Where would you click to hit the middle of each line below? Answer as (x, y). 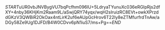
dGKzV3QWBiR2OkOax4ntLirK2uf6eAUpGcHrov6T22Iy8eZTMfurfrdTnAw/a (82, 17)
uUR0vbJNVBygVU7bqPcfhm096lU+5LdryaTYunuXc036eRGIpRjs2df (90, 7)
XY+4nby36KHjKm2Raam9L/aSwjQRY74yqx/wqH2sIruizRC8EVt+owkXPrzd (82, 12)
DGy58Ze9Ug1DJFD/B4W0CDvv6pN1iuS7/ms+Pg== (59, 22)
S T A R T (12, 7)
